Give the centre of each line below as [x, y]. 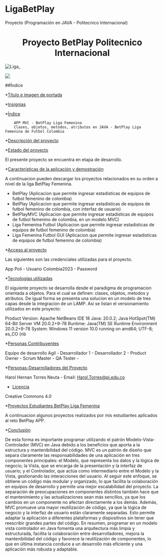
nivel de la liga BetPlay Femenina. [39, 184]
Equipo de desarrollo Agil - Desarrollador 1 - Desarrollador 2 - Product [76, 353]
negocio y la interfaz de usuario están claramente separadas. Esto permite [80, 512]
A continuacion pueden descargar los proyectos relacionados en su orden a [82, 178]
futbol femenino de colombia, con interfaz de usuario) [67, 209]
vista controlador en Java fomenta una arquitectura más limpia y [70, 528]
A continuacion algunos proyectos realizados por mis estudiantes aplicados [81, 415]
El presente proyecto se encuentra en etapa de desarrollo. [64, 159]
